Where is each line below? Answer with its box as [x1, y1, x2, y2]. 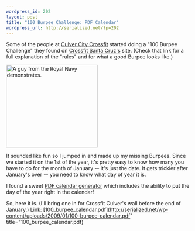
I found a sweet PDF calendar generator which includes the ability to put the [6, 182, 190, 189]
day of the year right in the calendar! [6, 188, 94, 196]
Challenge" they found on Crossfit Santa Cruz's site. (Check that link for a [6, 47, 184, 54]
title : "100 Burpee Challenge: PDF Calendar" [6, 19, 119, 25]
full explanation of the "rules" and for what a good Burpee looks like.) [6, 53, 173, 60]
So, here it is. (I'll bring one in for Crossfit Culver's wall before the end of [6, 200, 181, 207]
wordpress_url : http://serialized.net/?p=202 [6, 25, 119, 31]
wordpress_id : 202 [6, 8, 51, 15]
